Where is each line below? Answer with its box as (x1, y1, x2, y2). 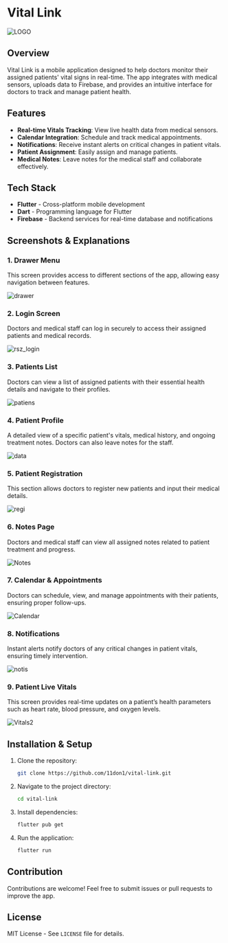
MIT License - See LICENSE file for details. (7, 929, 125, 938)
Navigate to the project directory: (16, 782, 111, 791)
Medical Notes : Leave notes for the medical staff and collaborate (16, 155, 203, 163)
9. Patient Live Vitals (7, 682, 77, 692)
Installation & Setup (7, 738, 93, 750)
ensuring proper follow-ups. (7, 598, 87, 606)
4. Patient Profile (7, 416, 64, 425)
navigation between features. (7, 278, 90, 286)
